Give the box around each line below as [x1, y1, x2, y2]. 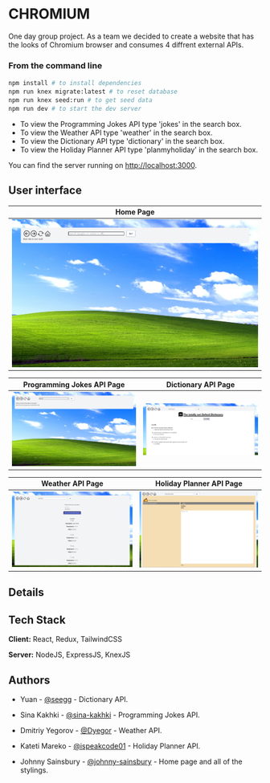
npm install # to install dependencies [8, 80, 142, 88]
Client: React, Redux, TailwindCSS [8, 634, 123, 644]
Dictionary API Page [166, 379, 235, 389]
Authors [8, 673, 51, 687]
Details [8, 585, 44, 599]
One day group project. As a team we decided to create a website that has [8, 31, 255, 41]
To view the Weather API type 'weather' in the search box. [19, 128, 213, 137]
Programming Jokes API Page [22, 379, 125, 389]
